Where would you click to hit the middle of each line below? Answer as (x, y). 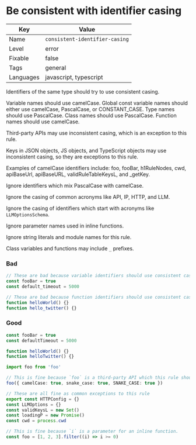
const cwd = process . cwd (36, 421)
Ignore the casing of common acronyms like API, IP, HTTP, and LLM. (88, 196)
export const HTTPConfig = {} (43, 399)
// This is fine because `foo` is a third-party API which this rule (92, 378)
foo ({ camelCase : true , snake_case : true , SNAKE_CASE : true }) (85, 383)
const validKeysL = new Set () (43, 410)
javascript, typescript (74, 77)
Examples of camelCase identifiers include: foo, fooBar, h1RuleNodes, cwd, (96, 168)
